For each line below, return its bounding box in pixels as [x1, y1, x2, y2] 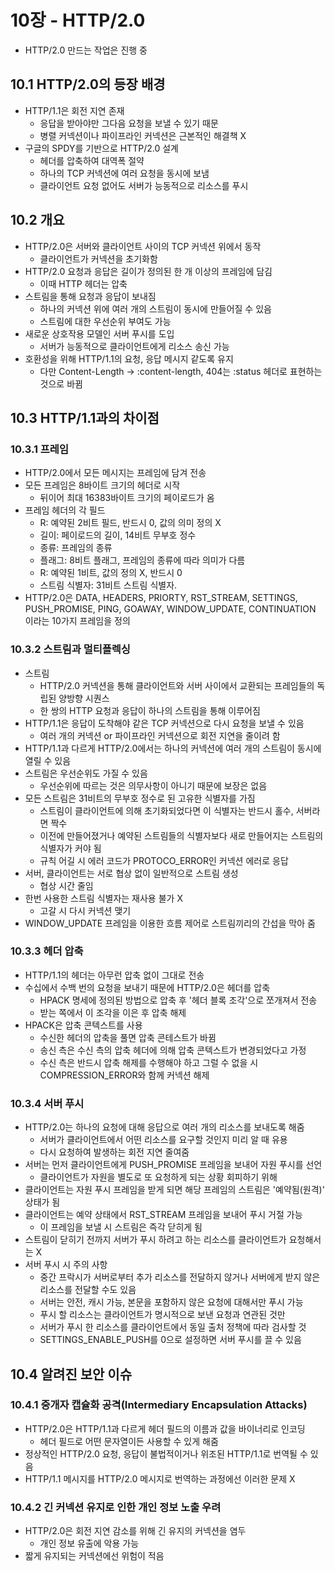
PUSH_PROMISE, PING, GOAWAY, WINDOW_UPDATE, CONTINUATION [24, 603, 317, 615]
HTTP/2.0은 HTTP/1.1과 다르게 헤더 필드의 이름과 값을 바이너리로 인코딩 [24, 1422, 306, 1435]
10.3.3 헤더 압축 [10, 944, 84, 958]
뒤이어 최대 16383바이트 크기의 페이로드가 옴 [39, 492, 215, 504]
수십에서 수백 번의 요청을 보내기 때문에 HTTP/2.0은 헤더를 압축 [24, 981, 271, 993]
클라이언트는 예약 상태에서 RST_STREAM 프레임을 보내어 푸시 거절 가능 [24, 1209, 303, 1221]
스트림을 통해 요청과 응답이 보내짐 [24, 290, 157, 302]
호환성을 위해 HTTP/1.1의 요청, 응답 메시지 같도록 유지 [24, 352, 234, 365]
